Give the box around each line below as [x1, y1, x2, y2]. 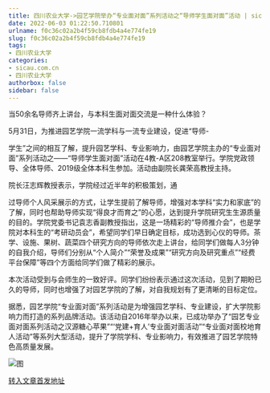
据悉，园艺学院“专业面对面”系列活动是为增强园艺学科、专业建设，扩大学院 [8, 302, 255, 311]
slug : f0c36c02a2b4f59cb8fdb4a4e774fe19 [8, 34, 146, 43]
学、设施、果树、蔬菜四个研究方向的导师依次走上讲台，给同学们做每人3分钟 [8, 237, 260, 247]
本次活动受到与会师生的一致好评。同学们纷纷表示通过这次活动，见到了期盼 [8, 274, 255, 285]
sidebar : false [8, 86, 59, 95]
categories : [8, 57, 48, 65]
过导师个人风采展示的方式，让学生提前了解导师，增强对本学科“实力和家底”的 [8, 197, 261, 207]
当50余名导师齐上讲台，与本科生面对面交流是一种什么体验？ [8, 109, 207, 119]
